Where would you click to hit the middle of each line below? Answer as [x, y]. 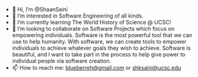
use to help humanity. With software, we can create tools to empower [99, 42]
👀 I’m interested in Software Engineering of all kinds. [78, 16]
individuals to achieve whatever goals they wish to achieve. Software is [101, 48]
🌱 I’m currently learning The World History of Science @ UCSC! [92, 22]
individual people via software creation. [62, 61]
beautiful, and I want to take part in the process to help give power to [99, 54]
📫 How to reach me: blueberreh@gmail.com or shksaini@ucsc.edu [97, 68]
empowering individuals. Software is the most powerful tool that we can [102, 35]
